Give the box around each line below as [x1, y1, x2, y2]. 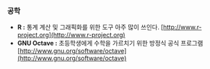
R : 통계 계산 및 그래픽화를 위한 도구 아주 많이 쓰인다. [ [17, 23, 164, 32]
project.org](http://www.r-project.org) [17, 31, 126, 39]
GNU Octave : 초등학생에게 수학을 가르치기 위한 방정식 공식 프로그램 [17, 39, 203, 48]
